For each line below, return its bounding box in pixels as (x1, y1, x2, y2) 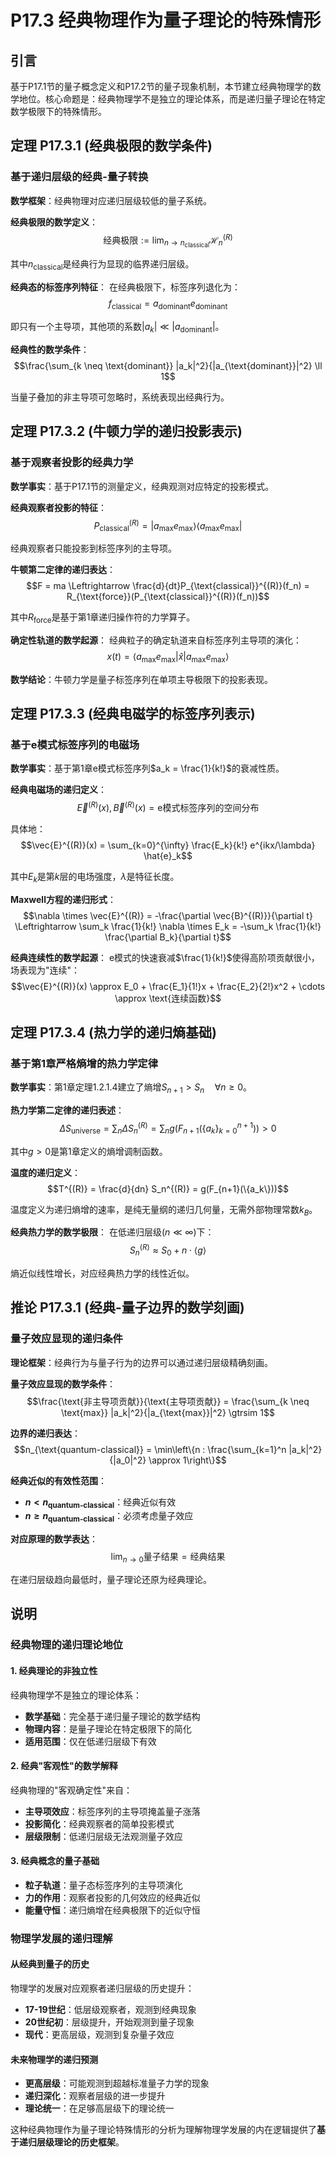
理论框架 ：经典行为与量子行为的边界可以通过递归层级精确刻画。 (10, 1356, 273, 1368)
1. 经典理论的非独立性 (10, 1664, 98, 1676)
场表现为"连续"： (10, 964, 81, 976)
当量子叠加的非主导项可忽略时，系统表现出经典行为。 (10, 391, 230, 403)
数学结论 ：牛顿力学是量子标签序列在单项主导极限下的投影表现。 (10, 673, 273, 685)
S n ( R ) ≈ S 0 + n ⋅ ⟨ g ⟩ (129, 1242, 207, 1258)
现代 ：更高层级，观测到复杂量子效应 (24, 2029, 175, 2041)
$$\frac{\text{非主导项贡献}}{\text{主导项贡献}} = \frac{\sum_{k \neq (26, 1395, 310, 1407)
